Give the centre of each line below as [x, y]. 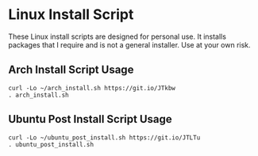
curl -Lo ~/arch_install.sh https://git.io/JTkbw [92, 88]
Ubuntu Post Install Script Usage [90, 119]
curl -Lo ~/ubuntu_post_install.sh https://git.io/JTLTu [104, 137]
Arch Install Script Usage [71, 70]
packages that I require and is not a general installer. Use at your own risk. [130, 44]
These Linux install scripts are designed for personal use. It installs [117, 36]
